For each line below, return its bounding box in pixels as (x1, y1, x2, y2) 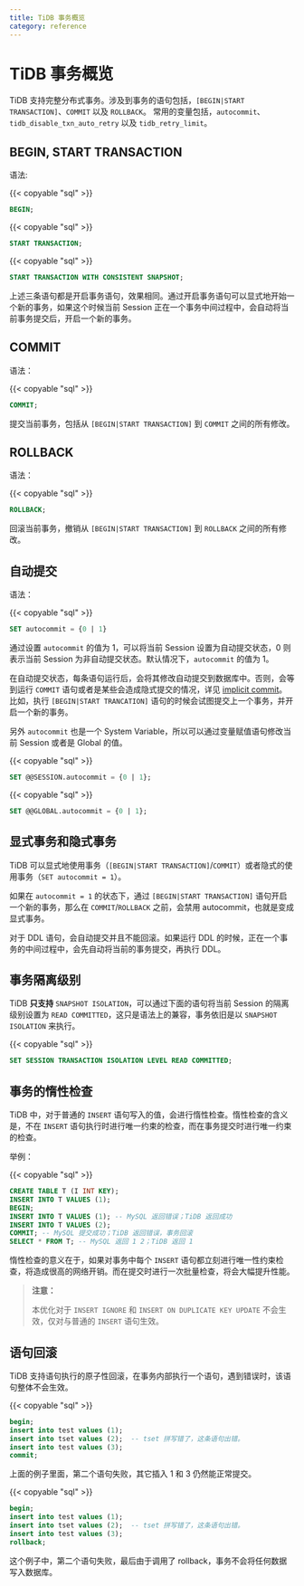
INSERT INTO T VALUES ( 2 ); (9, 1220, 111, 1230)
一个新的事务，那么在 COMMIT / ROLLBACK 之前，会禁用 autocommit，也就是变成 (9, 901, 294, 912)
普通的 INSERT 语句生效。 (71, 1315, 165, 1326)
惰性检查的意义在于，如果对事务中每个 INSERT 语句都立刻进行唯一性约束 (9, 1255, 276, 1266)
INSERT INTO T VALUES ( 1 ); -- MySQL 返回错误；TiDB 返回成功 (9, 1211, 233, 1221)
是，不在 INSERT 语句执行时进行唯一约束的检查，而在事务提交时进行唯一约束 (9, 1121, 292, 1131)
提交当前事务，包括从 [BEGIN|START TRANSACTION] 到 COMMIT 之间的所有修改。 (9, 418, 295, 429)
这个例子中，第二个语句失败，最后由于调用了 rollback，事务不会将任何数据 (9, 1555, 288, 1566)
